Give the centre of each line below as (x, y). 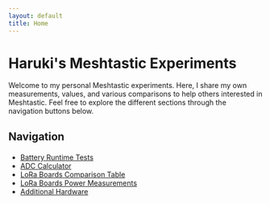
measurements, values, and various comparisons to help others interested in (135, 94)
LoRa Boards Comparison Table (73, 174)
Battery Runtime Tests (57, 157)
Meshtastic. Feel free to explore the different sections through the (118, 102)
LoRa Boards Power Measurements (79, 183)
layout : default (35, 16)
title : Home (28, 23)
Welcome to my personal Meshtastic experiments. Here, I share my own (128, 85)
